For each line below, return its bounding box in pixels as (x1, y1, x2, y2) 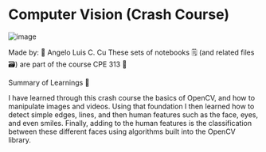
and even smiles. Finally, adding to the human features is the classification (8, 118, 252, 127)
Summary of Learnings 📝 (8, 78, 90, 87)
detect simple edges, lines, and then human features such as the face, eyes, (8, 109, 259, 120)
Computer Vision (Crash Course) (8, 6, 229, 24)
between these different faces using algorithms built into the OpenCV (8, 127, 237, 136)
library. (8, 135, 32, 144)
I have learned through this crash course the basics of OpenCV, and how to (8, 93, 256, 102)
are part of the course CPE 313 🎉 (19, 59, 127, 69)
